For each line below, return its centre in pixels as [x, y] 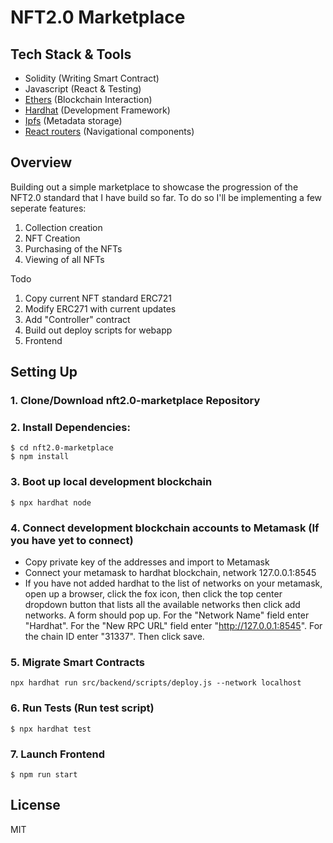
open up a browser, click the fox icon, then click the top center [153, 594]
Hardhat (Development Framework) [97, 110]
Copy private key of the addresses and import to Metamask [147, 562]
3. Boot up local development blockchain [111, 482]
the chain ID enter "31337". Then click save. [114, 637]
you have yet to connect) [72, 540]
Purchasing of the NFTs [73, 248]
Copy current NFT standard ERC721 [98, 298]
